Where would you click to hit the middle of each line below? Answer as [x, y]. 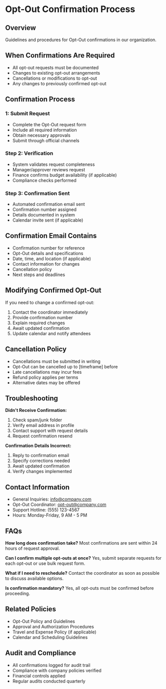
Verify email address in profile [43, 425]
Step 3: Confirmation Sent [37, 193]
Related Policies [31, 609]
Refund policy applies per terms [45, 377]
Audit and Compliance [41, 653]
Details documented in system [43, 215]
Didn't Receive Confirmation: [36, 410]
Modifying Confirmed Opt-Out [53, 290]
